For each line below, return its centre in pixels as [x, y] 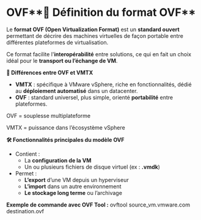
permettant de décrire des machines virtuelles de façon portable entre [95, 35]
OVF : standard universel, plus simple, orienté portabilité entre [94, 97]
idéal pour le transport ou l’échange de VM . [62, 61]
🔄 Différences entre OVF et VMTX [50, 72]
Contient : [27, 154]
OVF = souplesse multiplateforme [48, 116]
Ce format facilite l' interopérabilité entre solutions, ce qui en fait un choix [99, 54]
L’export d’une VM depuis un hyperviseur [77, 180]
